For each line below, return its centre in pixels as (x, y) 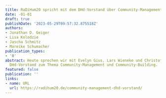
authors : (14, 28)
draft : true (17, 19)
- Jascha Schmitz (23, 42)
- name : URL (17, 83)
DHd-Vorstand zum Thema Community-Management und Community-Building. (84, 65)
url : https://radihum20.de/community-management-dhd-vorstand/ (76, 88)
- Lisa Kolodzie (22, 38)
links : (12, 79)
